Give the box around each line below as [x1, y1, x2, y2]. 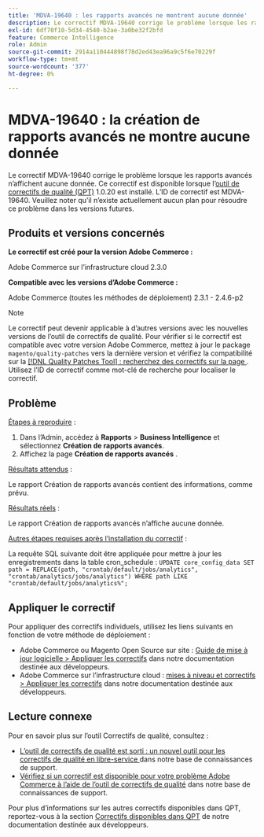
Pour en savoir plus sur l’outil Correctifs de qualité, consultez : [8, 731, 209, 740]
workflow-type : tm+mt [8, 56, 79, 64]
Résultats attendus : [8, 465, 73, 474]
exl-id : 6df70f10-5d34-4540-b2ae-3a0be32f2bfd [8, 26, 163, 34]
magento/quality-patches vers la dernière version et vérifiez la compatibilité [8, 348, 253, 358]
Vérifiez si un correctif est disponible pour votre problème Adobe [19, 771, 230, 780]
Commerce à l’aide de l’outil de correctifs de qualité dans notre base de [19, 780, 251, 789]
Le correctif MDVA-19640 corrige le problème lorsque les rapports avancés [8, 170, 253, 179]
